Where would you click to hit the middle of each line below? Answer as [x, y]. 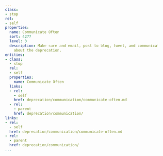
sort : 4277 [20, 37]
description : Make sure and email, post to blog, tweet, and [73, 46]
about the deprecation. [38, 50]
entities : [15, 55]
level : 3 [18, 41]
